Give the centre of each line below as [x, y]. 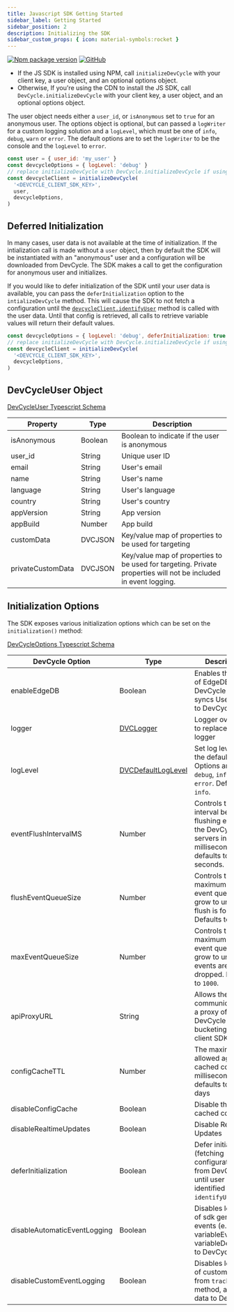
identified [210, 1188]
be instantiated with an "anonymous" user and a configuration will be [106, 257]
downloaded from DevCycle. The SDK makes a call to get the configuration [115, 265]
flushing [207, 820]
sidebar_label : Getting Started [54, 20]
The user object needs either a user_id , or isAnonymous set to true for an [111, 117]
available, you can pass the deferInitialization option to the [96, 293]
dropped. [209, 974]
